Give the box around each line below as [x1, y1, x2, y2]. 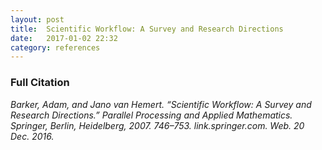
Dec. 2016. [10, 130, 55, 142]
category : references [10, 42, 101, 53]
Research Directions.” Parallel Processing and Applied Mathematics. [10, 109, 293, 121]
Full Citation [10, 76, 70, 90]
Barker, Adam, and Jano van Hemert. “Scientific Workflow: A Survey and [10, 98, 312, 110]
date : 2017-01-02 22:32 [10, 33, 118, 43]
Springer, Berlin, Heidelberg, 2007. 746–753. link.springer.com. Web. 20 [10, 119, 305, 131]
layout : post [10, 14, 65, 25]
